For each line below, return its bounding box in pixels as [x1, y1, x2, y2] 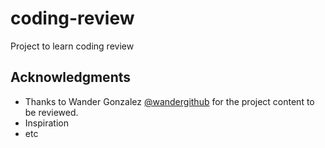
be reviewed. [24, 106, 79, 118]
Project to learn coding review [10, 40, 135, 52]
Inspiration [24, 117, 69, 129]
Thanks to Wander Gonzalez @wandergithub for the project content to [24, 95, 315, 107]
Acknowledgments [10, 69, 132, 86]
